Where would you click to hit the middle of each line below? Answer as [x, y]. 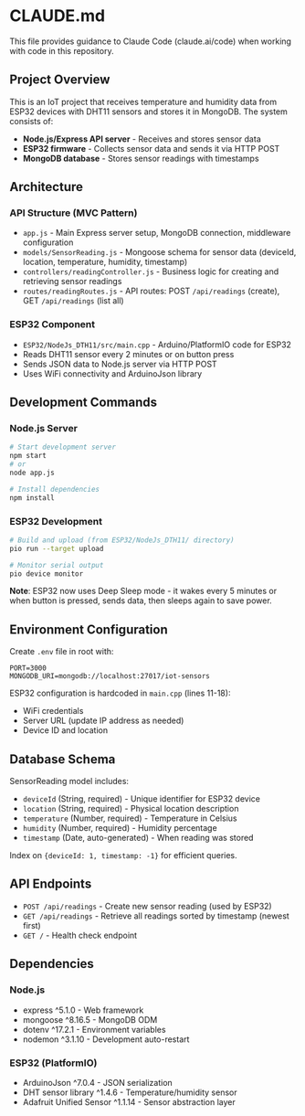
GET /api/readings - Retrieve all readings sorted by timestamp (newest [156, 916]
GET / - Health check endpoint [80, 935]
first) [32, 925]
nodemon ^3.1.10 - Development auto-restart [106, 1039]
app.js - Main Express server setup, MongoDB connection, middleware [157, 233]
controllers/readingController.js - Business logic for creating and [151, 271]
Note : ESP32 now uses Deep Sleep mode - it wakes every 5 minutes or [143, 591]
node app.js [32, 473]
